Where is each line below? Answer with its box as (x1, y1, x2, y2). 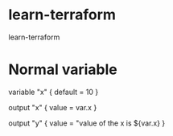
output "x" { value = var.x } (8, 102, 97, 112)
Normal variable (8, 60, 118, 79)
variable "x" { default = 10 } (8, 87, 99, 97)
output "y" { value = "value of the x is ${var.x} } (8, 118, 166, 128)
